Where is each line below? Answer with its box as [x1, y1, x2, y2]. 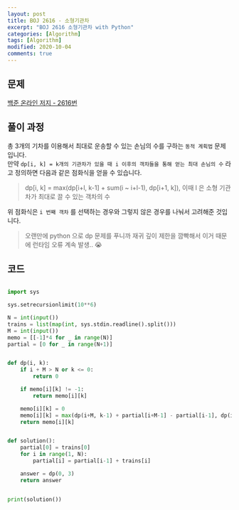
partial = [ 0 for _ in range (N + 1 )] [7, 341, 113, 348]
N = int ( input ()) [7, 314, 59, 322]
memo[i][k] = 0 [20, 405, 65, 413]
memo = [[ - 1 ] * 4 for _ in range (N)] [7, 334, 113, 341]
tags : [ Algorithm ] [7, 37, 62, 44]
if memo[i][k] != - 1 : [20, 386, 84, 393]
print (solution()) [7, 496, 62, 503]
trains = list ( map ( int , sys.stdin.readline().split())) [7, 321, 176, 328]
